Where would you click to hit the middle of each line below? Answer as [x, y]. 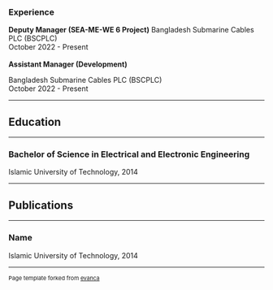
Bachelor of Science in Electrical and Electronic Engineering [129, 154]
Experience [31, 12]
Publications [41, 205]
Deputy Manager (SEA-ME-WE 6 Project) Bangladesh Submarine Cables [131, 30]
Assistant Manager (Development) [68, 64]
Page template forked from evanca [54, 278]
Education [35, 121]
